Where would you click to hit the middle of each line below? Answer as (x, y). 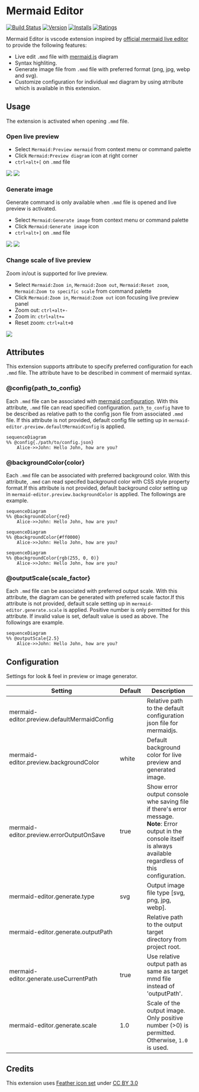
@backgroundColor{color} (45, 462)
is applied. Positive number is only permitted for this (127, 610)
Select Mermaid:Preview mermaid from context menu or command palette (103, 149)
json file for (162, 723)
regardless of (165, 861)
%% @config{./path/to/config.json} (50, 442)
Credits (20, 1069)
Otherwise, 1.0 (167, 1040)
